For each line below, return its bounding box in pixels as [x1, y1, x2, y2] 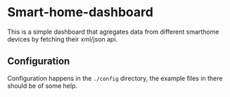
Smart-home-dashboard [7, 4, 153, 20]
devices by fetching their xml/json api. [7, 34, 118, 43]
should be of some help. [7, 82, 78, 90]
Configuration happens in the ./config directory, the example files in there [7, 74, 223, 82]
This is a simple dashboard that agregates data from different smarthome [7, 27, 219, 36]
